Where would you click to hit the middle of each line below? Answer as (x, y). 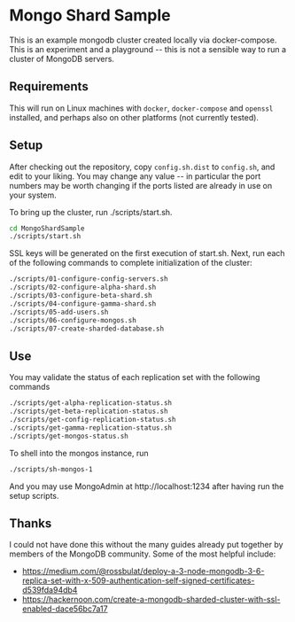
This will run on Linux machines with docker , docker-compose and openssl (141, 108)
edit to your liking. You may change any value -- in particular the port (135, 176)
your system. (33, 195)
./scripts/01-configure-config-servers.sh (89, 279)
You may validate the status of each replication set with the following (135, 377)
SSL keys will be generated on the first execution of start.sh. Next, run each (147, 253)
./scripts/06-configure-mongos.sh (73, 320)
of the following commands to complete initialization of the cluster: (131, 263)
